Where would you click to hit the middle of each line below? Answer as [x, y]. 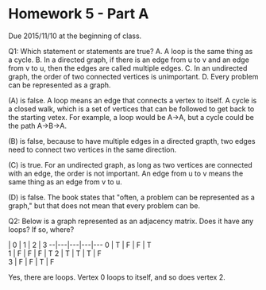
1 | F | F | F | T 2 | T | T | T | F [55, 253]
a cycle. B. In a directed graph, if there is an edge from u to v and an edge [129, 60]
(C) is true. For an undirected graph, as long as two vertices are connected [130, 164]
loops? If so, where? [41, 229]
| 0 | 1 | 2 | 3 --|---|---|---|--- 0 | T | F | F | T [80, 245]
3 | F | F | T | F [31, 261]
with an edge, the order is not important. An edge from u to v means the [126, 173]
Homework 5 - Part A [79, 14]
